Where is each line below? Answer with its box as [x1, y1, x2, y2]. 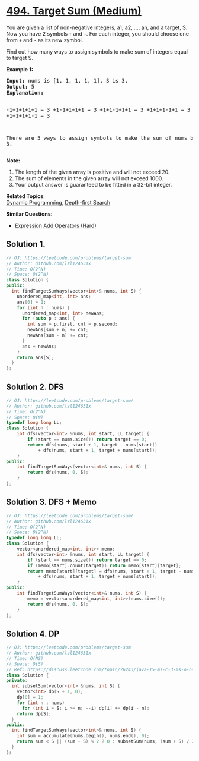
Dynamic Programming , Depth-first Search [6, 199, 111, 206]
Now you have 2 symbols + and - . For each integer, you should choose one [6, 30, 190, 37]
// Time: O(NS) [6, 655, 44, 661]
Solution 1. [6, 239, 46, 249]
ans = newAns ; [21, 343, 57, 349]
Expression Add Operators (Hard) [14, 222, 97, 229]
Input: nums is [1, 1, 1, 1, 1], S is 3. [6, 77, 129, 84]
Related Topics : [6, 192, 46, 200]
